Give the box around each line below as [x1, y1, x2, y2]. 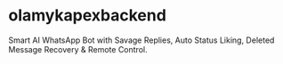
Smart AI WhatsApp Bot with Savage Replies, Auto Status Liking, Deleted [8, 35, 275, 45]
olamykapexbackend [8, 5, 166, 26]
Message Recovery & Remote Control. [8, 44, 148, 54]
